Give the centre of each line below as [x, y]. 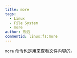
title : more [17, 9]
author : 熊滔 [18, 32]
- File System [24, 23]
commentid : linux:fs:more [31, 37]
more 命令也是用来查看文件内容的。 [40, 51]
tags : [10, 14]
